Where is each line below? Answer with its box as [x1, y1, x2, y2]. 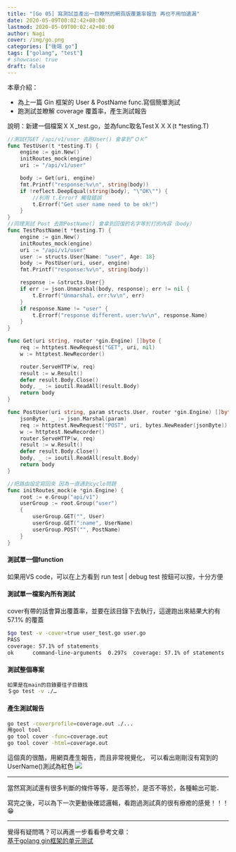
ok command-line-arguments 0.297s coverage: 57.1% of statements [7, 649, 225, 656]
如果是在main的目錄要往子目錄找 [7, 681, 88, 689]
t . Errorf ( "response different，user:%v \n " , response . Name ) [32, 311, 208, 319]
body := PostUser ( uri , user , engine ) [20, 260, 131, 267]
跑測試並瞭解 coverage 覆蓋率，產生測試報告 [17, 106, 147, 115]
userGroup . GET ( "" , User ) [32, 513, 105, 520]
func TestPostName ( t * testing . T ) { [7, 227, 112, 234]
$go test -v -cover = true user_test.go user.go [7, 629, 146, 637]
